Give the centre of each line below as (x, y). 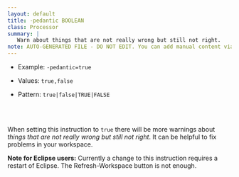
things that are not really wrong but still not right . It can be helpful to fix (112, 137)
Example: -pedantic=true (54, 67)
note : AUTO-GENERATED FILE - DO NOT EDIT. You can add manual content (114, 47)
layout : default (31, 14)
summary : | (23, 34)
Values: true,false (45, 81)
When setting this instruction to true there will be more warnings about (111, 129)
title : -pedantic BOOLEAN (46, 21)
